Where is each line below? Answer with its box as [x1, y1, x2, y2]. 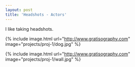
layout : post [5, 7, 33, 13]
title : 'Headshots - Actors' [5, 12, 67, 17]
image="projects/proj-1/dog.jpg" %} [5, 41, 81, 47]
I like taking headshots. [5, 26, 54, 32]
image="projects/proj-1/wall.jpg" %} [5, 56, 81, 62]
